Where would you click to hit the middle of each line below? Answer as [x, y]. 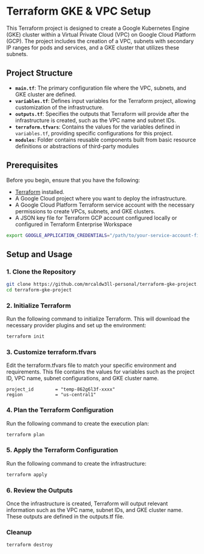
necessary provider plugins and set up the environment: [76, 325]
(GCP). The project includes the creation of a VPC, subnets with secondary [100, 41]
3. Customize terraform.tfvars [51, 352]
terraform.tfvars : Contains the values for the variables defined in [97, 127]
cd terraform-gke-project [39, 290]
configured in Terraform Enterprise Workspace [73, 224]
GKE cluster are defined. [46, 94]
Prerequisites [32, 165]
